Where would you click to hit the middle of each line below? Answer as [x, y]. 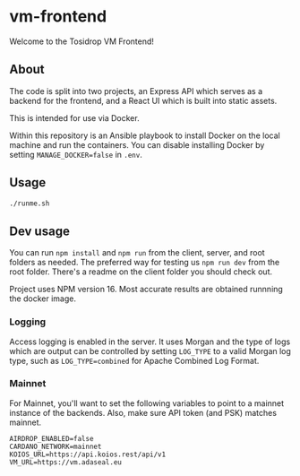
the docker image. [43, 299]
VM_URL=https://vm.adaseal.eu [66, 462]
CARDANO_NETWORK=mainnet [56, 446]
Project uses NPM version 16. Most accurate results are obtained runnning [146, 290]
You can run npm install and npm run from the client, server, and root [137, 253]
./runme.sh [30, 203]
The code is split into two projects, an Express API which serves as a [136, 91]
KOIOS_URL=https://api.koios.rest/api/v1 [88, 454]
